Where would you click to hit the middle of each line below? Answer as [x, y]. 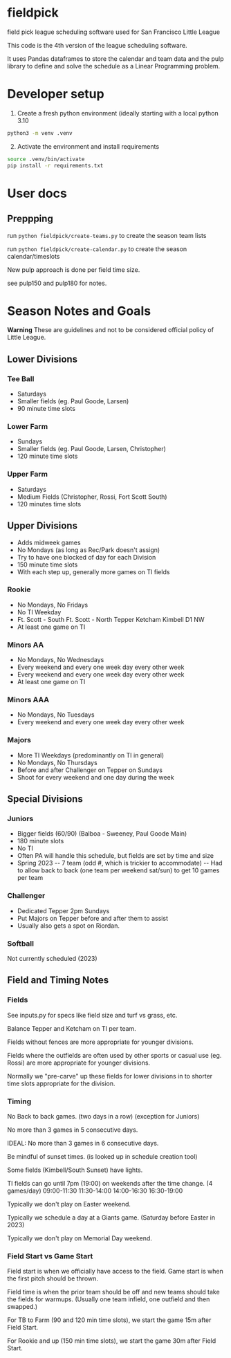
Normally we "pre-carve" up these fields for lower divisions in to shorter [110, 1076]
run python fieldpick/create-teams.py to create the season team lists [107, 235]
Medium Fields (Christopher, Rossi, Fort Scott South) [92, 497]
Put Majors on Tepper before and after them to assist [92, 918]
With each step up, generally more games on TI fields [93, 571]
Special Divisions [45, 799]
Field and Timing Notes [58, 980]
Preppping [30, 219]
